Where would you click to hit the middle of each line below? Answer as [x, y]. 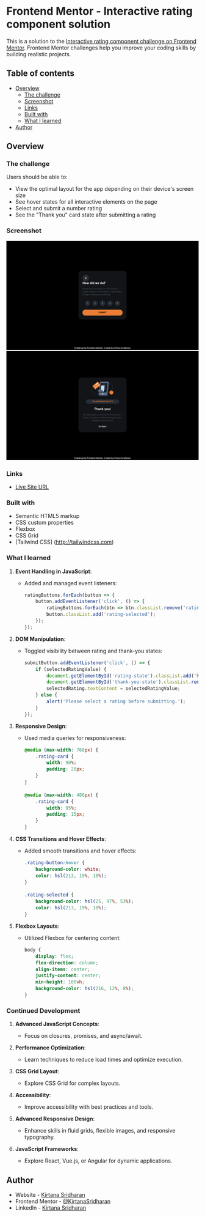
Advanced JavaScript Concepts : [57, 1024]
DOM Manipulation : [40, 639]
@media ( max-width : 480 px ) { [61, 795]
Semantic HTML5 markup [47, 516]
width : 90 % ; [61, 763]
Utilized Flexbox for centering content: [72, 938]
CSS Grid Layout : [37, 1071]
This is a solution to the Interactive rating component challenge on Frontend [102, 41]
